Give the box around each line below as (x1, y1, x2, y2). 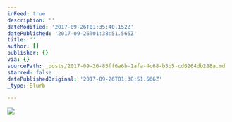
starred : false (7, 69, 52, 76)
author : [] (7, 43, 39, 50)
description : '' (7, 17, 55, 24)
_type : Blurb (7, 82, 46, 89)
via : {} (7, 56, 30, 63)
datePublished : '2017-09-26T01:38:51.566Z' (7, 29, 138, 37)
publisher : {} (7, 50, 49, 57)
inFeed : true (7, 10, 46, 18)
